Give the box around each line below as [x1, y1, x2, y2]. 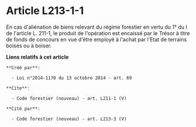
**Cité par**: [6, 105, 41, 112]
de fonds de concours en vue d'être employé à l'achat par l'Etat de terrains [6, 36, 187, 43]
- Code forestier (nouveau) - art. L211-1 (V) [11, 95, 127, 101]
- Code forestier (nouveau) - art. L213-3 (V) [11, 116, 127, 122]
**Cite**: [6, 85, 30, 91]
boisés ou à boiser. [6, 42, 51, 49]
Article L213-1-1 [6, 4, 84, 18]
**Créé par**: [6, 64, 41, 71]
